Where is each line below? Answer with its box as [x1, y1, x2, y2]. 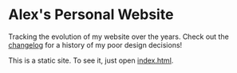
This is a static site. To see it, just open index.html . [8, 56, 174, 65]
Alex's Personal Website [8, 6, 174, 24]
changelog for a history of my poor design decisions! [8, 40, 183, 49]
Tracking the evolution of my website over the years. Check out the [8, 32, 229, 41]
